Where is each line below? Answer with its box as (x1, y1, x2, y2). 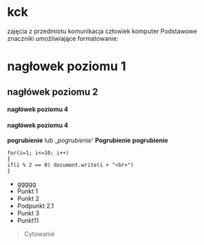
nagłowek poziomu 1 (7, 59, 126, 75)
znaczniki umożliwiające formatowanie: (7, 34, 119, 42)
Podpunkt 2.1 (17, 202, 54, 210)
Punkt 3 (17, 209, 40, 217)
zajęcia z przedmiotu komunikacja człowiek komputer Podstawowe (7, 27, 198, 35)
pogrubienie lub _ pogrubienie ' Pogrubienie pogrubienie (7, 136, 169, 145)
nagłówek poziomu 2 (7, 86, 99, 97)
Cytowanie (23, 230, 55, 238)
